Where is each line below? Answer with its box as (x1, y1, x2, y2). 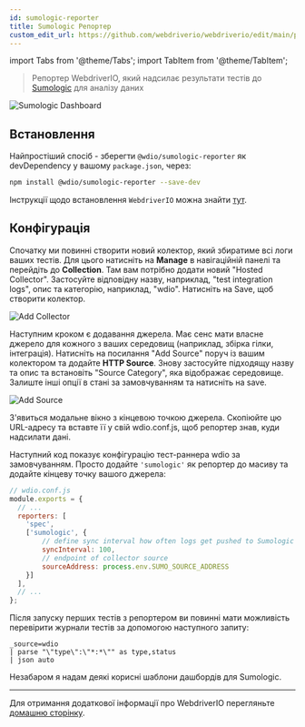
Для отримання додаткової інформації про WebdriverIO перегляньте (9, 698, 275, 709)
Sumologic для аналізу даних (31, 83, 144, 94)
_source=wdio (9, 640, 59, 649)
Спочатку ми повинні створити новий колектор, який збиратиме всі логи (9, 245, 293, 256)
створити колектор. (9, 293, 86, 304)
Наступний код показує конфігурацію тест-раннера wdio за (9, 449, 241, 459)
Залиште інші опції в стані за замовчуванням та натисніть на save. (9, 377, 268, 388)
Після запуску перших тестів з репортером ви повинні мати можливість (9, 612, 290, 623)
